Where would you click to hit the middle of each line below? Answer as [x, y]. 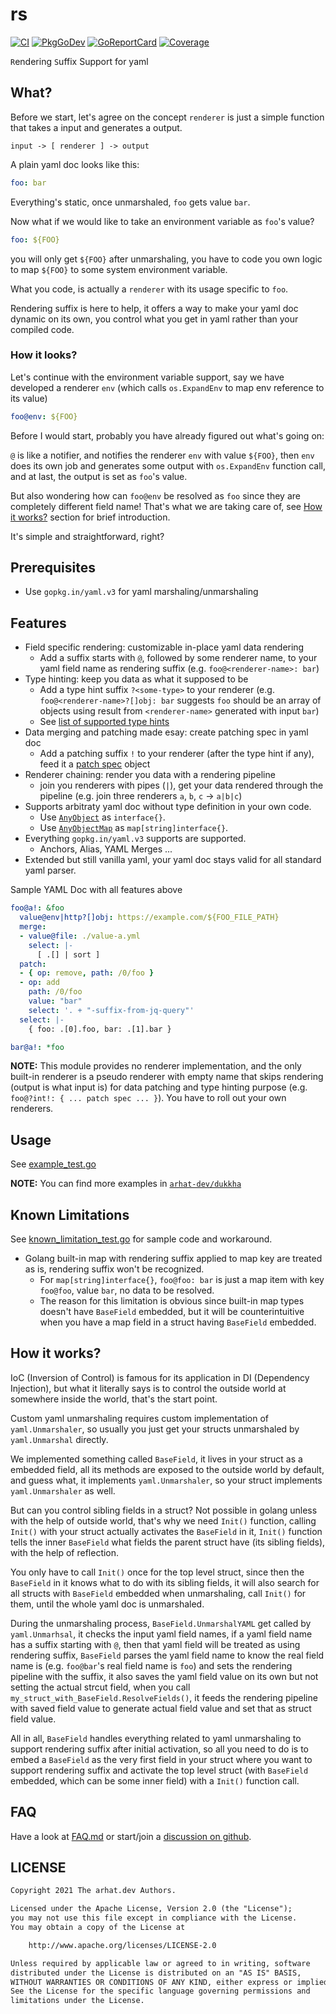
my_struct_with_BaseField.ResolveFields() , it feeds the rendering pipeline [164, 1697]
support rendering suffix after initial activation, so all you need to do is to [160, 1749]
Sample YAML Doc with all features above [96, 890]
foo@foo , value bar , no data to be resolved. [127, 1290]
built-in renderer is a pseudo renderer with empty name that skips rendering [167, 1077]
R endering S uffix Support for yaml [79, 61]
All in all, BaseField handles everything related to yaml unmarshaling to [156, 1738]
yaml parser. [50, 870]
